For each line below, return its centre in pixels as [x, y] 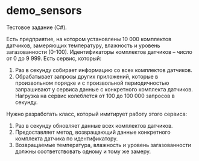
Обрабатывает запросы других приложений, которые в [87, 76]
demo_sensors [44, 11]
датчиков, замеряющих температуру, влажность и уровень [84, 45]
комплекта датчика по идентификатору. [66, 138]
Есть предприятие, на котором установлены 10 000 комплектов [89, 39]
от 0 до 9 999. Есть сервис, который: [54, 58]
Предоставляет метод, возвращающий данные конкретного [93, 132]
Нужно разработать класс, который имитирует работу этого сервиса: [97, 114]
